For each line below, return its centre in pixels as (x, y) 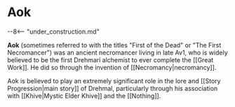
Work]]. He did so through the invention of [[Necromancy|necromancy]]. (112, 67)
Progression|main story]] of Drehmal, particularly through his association (113, 88)
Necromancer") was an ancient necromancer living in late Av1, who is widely (117, 52)
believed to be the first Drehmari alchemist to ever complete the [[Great (110, 59)
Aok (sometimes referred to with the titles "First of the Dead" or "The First (114, 45)
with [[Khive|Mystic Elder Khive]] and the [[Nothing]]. (84, 96)
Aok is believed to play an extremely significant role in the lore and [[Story (114, 80)
